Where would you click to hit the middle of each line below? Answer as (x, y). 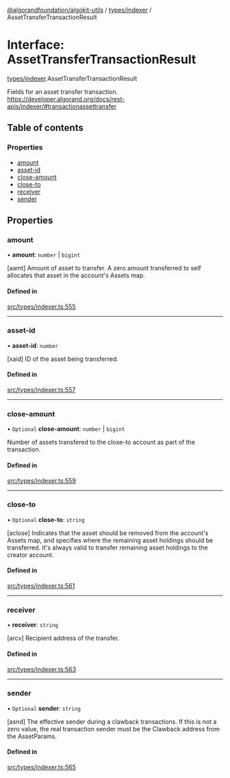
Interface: (36, 45)
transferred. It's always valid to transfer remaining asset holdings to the (107, 547)
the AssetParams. (32, 736)
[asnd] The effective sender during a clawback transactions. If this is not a (112, 721)
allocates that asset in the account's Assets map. (76, 275)
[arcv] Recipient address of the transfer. (63, 638)
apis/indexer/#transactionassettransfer (62, 106)
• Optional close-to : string (46, 519)
